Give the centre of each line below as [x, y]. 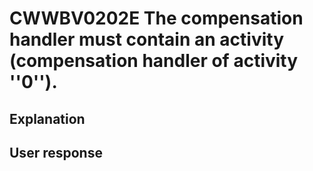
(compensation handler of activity [154, 61]
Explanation [47, 118]
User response [56, 152]
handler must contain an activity [146, 39]
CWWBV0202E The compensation [156, 18]
